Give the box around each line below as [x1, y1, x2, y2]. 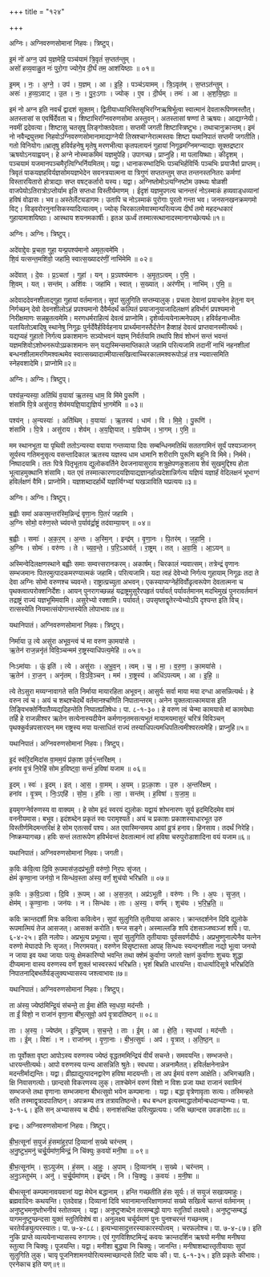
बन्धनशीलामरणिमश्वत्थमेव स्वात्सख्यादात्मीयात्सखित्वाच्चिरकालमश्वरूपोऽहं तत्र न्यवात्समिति [9, 349, 229, 359]
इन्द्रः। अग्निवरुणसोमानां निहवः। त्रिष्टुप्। [9, 1121, 111, 1130]
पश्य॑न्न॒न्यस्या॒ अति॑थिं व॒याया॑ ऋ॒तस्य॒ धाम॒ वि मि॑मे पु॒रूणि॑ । [9, 391, 146, 400]
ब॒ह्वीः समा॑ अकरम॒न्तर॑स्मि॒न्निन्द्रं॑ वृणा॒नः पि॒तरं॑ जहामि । [9, 509, 135, 519]
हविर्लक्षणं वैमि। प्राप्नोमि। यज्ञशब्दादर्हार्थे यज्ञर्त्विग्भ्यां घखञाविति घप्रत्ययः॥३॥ [9, 477, 197, 486]
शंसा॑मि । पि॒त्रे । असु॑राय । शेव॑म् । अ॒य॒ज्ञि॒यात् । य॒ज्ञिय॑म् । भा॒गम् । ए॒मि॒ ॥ [9, 425, 195, 434]
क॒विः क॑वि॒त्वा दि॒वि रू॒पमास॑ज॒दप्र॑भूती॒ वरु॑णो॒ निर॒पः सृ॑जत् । [9, 864, 147, 873]
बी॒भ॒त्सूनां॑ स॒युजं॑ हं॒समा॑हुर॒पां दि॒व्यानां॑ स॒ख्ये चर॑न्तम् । [9, 1137, 134, 1146]
